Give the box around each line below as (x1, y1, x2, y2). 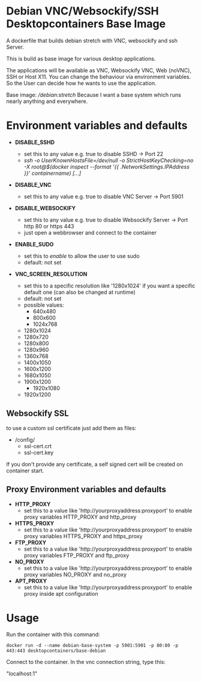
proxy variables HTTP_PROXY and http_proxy (23, 513, 137, 521)
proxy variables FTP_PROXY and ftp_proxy (23, 551, 130, 558)
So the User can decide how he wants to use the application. (6, 80, 157, 87)
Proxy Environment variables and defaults (6, 484, 167, 495)
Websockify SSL (6, 408, 69, 419)
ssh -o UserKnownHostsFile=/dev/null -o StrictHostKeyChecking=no (23, 157, 194, 164)
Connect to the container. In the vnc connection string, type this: (6, 659, 166, 666)
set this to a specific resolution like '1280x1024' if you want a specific (23, 282, 196, 289)
